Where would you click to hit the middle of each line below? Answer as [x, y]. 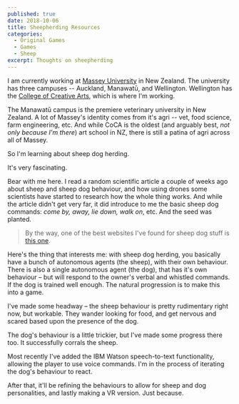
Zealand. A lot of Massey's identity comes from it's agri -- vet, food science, [119, 117]
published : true [31, 14]
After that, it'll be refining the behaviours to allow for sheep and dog [107, 385]
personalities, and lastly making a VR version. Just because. [96, 393]
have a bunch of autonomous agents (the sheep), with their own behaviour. [118, 261]
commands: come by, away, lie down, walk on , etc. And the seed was [110, 212]
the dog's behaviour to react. [50, 371]
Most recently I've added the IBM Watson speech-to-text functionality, [111, 356]
